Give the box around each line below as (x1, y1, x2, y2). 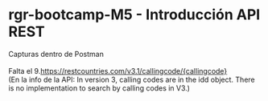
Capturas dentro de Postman (8, 49, 105, 59)
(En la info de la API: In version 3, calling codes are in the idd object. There (8, 75, 255, 84)
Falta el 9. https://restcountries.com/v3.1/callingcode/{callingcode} (8, 66, 228, 75)
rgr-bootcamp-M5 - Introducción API (8, 6, 261, 24)
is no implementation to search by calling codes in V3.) (8, 83, 191, 93)
